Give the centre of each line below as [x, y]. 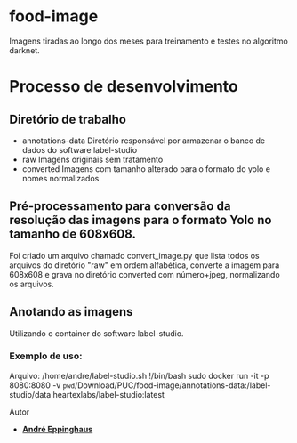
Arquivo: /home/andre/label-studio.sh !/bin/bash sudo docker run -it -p [139, 375]
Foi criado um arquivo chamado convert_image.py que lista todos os [134, 255]
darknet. [24, 50]
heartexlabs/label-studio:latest [108, 394]
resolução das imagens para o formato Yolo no [140, 220]
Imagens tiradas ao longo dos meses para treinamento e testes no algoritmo [149, 41]
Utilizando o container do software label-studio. [96, 333]
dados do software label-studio [80, 149]
